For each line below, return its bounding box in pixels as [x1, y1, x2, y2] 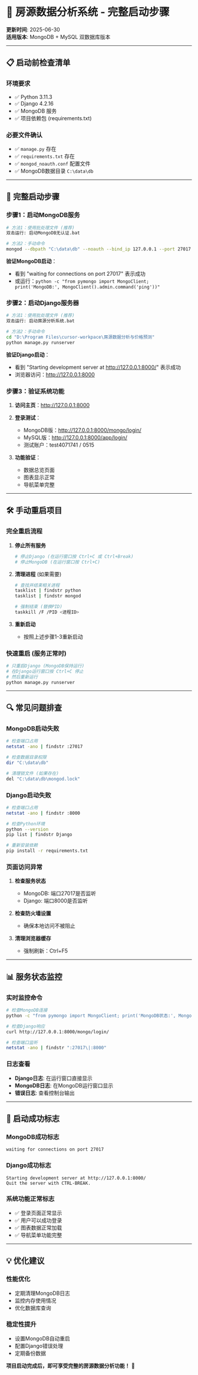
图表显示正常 [23, 474, 55, 481]
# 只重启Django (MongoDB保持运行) [6, 663, 85, 669]
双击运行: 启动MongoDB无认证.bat [6, 230, 81, 236]
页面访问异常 [6, 862, 43, 871]
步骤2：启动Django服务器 [6, 299, 80, 307]
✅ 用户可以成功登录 [14, 1217, 62, 1224]
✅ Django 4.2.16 [14, 100, 54, 107]
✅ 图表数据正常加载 [14, 1224, 62, 1231]
